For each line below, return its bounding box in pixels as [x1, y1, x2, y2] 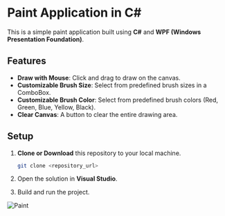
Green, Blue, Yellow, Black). [17, 102, 96, 111]
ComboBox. [17, 88, 51, 96]
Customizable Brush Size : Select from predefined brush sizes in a [17, 81, 207, 89]
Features [7, 55, 46, 67]
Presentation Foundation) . [7, 35, 84, 43]
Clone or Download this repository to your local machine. [17, 149, 181, 157]
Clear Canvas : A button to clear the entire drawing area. [17, 110, 178, 118]
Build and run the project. [17, 188, 90, 197]
